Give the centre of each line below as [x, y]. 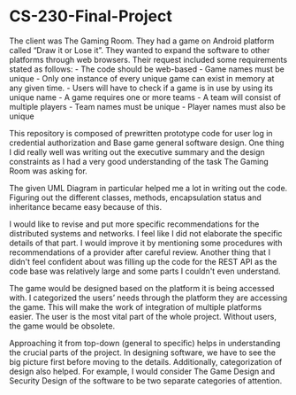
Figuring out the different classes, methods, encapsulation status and [136, 197]
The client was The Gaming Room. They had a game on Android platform [142, 41]
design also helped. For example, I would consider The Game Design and [142, 371]
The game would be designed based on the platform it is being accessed [142, 288]
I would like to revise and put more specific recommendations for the [134, 224]
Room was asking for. [49, 171]
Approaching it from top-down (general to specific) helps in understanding [145, 343]
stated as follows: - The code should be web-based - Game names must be [147, 69]
